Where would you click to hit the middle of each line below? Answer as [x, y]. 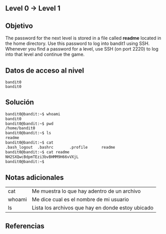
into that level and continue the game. [45, 54]
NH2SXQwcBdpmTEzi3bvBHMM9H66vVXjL [42, 157]
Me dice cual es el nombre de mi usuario [80, 200]
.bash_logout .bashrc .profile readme [60, 147]
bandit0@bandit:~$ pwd [29, 124]
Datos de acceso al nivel [45, 70]
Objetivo [19, 26]
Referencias [25, 226]
